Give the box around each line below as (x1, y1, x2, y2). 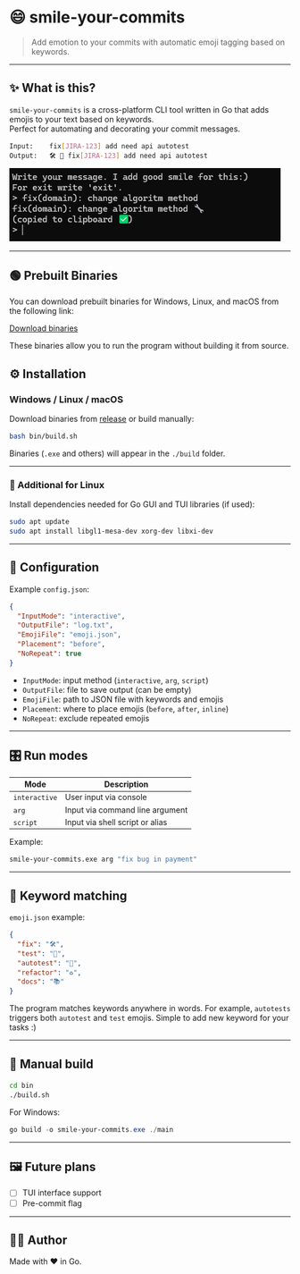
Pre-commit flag (21, 1197, 83, 1209)
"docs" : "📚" (17, 977, 65, 986)
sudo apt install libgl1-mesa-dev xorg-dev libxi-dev (9, 527, 214, 536)
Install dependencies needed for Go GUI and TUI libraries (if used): (9, 499, 255, 510)
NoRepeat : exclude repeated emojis (21, 713, 150, 723)
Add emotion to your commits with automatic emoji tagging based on (30, 37, 286, 47)
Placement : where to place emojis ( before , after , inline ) (21, 703, 229, 713)
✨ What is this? (9, 80, 96, 96)
